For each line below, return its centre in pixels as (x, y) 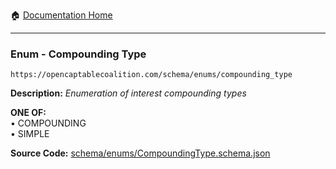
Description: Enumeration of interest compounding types (128, 93)
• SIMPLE (30, 134)
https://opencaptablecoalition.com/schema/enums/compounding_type (151, 75)
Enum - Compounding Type (78, 54)
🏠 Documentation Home (61, 15)
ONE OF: (28, 113)
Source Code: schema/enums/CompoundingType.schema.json (140, 153)
